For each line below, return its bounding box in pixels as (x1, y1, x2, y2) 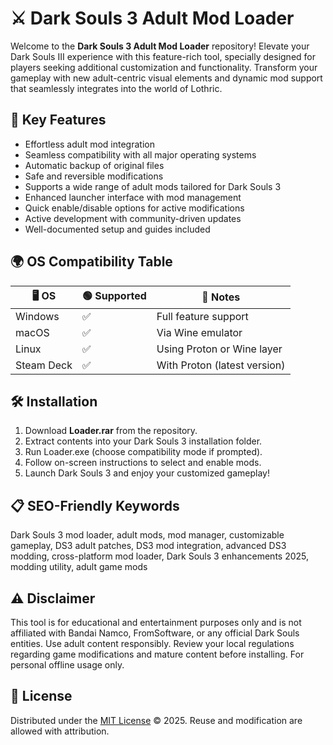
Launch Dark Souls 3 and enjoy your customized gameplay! (24, 467, 270, 479)
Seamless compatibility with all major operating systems (24, 148, 257, 161)
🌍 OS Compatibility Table (10, 253, 173, 271)
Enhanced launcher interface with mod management (24, 191, 242, 203)
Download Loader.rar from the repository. (24, 425, 198, 437)
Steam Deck (15, 358, 73, 372)
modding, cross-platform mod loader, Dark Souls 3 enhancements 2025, (10, 550, 310, 562)
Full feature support (156, 309, 249, 323)
